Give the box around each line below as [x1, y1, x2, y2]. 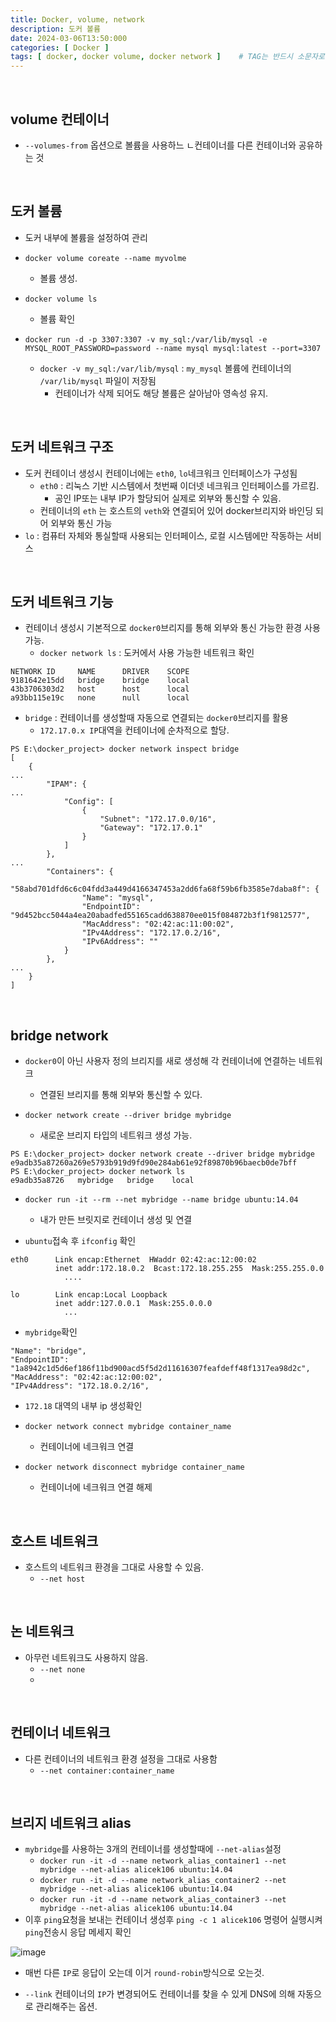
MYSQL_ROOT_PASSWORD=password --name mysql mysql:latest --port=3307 [24, 343, 322, 353]
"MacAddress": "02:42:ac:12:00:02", [10, 1372, 163, 1383]
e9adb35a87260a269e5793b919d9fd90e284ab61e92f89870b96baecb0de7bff [10, 1158, 298, 1168]
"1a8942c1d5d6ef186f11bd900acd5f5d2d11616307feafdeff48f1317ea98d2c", [10, 1364, 311, 1374]
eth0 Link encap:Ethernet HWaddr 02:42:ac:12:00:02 [10, 1255, 257, 1265]
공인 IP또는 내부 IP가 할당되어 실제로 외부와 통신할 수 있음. [54, 492, 282, 504]
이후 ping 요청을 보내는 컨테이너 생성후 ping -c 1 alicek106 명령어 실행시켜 [24, 1914, 323, 1926]
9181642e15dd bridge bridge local [10, 676, 190, 686]
